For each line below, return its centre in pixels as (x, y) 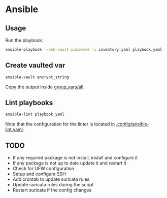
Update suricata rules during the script (53, 185)
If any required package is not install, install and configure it (75, 158)
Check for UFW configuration (43, 169)
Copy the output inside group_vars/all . (45, 87)
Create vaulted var (35, 65)
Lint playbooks (29, 103)
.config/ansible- (133, 124)
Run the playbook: (24, 40)
